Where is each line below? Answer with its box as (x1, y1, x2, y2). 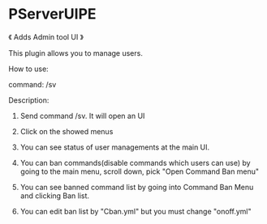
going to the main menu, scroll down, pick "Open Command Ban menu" (19, 167, 260, 176)
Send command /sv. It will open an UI (19, 111, 145, 120)
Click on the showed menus (19, 126, 114, 136)
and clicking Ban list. (19, 191, 90, 201)
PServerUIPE (8, 5, 97, 23)
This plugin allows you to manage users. (8, 48, 144, 57)
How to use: (8, 64, 49, 74)
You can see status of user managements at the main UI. (19, 142, 210, 152)
